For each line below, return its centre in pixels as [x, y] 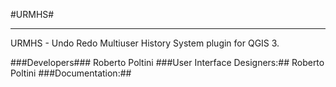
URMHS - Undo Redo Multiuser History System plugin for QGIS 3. [145, 43]
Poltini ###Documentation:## [71, 73]
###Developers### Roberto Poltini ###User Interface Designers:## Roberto [167, 62]
